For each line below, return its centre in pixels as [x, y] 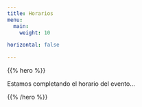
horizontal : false [33, 45]
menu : [15, 20]
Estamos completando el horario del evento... [71, 84]
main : [21, 26]
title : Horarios [30, 13]
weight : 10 [35, 33]
